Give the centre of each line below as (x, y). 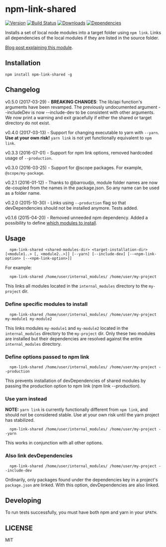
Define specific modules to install (46, 304)
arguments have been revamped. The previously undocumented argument (81, 107)
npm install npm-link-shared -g (39, 75)
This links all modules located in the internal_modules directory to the (77, 286)
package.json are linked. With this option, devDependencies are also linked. (82, 485)
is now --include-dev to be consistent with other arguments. (93, 112)
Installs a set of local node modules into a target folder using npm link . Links (83, 32)
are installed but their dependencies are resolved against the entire (74, 338)
